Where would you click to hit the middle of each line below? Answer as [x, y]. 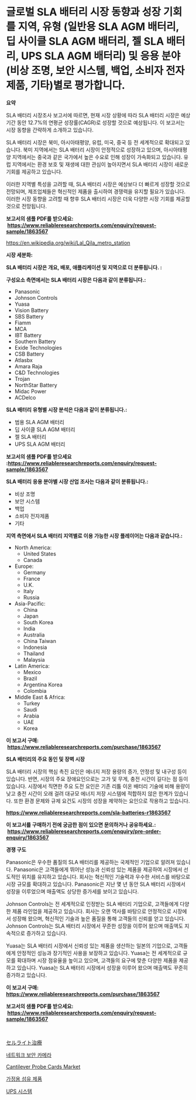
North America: [33, 547]
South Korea [38, 622]
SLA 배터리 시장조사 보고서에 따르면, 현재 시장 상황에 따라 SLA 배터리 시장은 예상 [98, 115]
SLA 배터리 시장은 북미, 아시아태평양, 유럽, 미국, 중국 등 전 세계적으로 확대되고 [95, 142]
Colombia [35, 691]
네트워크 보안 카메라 [29, 1055]
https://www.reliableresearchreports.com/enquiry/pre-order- [84, 831]
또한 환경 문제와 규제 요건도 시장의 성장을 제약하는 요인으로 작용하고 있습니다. [102, 801]
